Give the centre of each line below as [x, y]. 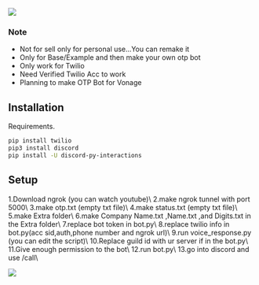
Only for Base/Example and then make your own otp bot [110, 57]
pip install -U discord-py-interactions [75, 155]
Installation [36, 107]
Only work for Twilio [52, 66]
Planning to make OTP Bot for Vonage [80, 83]
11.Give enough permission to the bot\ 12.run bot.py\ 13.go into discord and [129, 249]
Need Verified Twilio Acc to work [73, 74]
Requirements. [31, 127]
